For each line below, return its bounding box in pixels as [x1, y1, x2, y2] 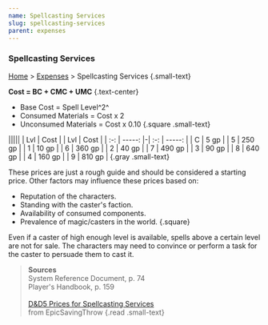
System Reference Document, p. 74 [27, 273, 146, 283]
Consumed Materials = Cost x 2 [19, 110, 125, 120]
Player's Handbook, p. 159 [27, 282, 114, 291]
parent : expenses [8, 26, 66, 34]
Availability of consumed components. [19, 208, 146, 218]
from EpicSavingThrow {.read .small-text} [27, 307, 166, 317]
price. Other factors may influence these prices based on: [8, 175, 199, 185]
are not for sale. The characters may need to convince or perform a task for [8, 241, 258, 251]
